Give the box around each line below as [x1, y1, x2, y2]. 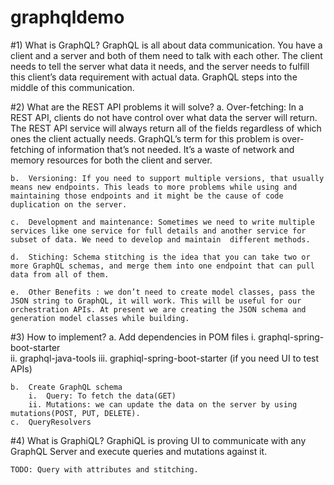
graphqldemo [10, 6, 125, 29]
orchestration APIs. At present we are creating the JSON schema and [10, 304, 307, 315]
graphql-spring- [258, 331, 325, 343]
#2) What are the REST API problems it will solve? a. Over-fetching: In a [10, 101, 304, 113]
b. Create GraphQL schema [10, 382, 123, 392]
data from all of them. [10, 269, 110, 280]
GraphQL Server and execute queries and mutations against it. [10, 445, 268, 457]
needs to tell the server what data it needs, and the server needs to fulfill [10, 60, 310, 72]
